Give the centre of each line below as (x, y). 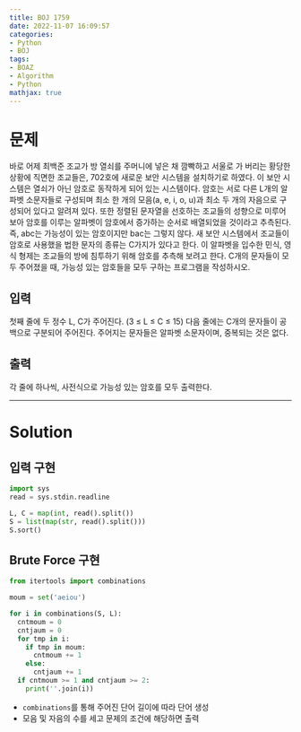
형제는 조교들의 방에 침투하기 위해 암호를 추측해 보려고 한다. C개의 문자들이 (149, 256)
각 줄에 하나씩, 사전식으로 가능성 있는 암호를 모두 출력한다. (111, 388)
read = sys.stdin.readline (60, 497)
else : (36, 664)
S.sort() (26, 530)
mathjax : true (36, 92)
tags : (19, 59)
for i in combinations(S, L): (66, 614)
